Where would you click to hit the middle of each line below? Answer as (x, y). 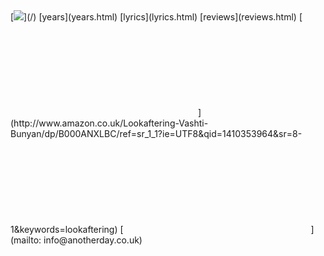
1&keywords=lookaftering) (64, 229)
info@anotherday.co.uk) (93, 240)
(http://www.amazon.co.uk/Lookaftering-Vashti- (109, 123)
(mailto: (26, 240)
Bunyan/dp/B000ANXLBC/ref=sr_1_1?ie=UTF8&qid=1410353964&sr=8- (156, 133)
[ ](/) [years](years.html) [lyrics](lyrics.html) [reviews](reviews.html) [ (156, 17)
